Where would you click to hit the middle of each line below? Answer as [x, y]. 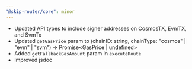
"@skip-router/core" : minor [40, 11]
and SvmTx [28, 34]
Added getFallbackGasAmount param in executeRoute [78, 53]
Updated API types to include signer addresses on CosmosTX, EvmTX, [100, 28]
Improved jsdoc [33, 60]
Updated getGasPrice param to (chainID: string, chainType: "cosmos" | [100, 41]
